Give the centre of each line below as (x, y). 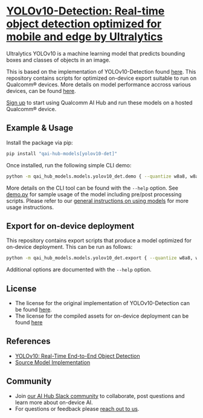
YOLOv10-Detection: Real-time (85, 11)
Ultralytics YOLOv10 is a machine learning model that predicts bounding (96, 53)
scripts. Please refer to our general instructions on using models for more (98, 201)
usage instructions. (30, 207)
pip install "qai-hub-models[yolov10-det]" (62, 153)
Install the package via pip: (40, 143)
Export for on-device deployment (70, 226)
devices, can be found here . (41, 91)
